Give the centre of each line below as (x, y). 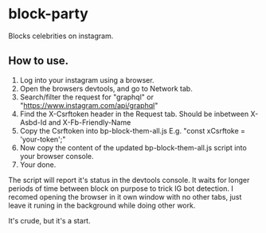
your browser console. (57, 156)
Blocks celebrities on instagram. (61, 36)
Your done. (38, 165)
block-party (49, 14)
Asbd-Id (33, 122)
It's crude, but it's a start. (49, 220)
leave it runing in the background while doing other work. (102, 205)
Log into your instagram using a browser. (87, 80)
